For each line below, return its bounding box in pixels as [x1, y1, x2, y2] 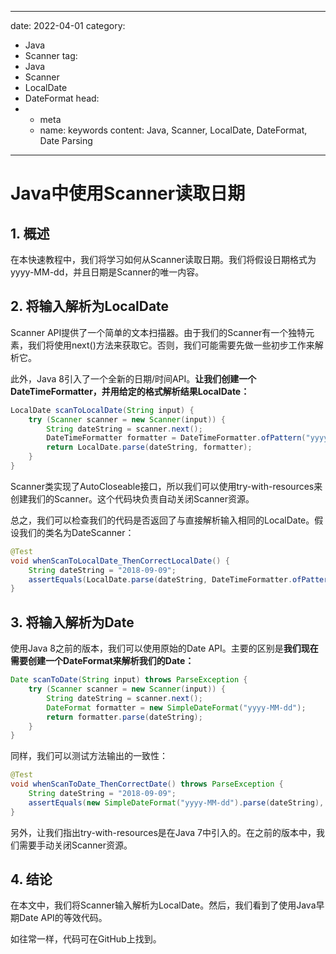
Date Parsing [39, 135, 93, 146]
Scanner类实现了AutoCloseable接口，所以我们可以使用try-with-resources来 [10, 480, 323, 492]
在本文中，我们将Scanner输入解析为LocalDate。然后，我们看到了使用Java [10, 899, 317, 911]
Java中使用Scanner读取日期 [10, 182, 246, 205]
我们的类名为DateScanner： [18, 526, 135, 538]
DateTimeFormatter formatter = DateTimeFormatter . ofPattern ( [46, 433, 307, 443]
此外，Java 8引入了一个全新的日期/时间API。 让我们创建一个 [10, 372, 257, 385]
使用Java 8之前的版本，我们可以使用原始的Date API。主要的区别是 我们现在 [10, 642, 319, 655]
